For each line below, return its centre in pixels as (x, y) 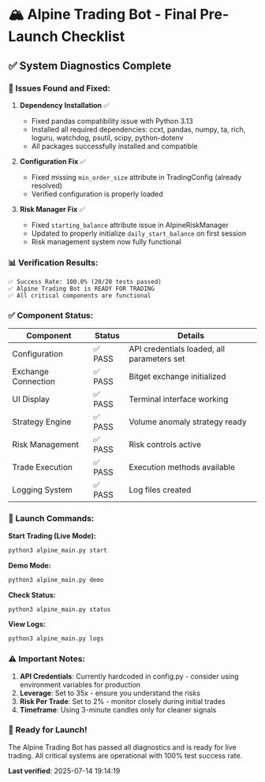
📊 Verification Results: (53, 263)
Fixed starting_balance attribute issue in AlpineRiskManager (130, 225)
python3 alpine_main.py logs (56, 639)
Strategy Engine (42, 422)
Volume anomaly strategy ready (188, 422)
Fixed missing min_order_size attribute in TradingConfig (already (136, 177)
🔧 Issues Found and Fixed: (59, 88)
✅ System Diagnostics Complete (90, 66)
